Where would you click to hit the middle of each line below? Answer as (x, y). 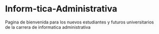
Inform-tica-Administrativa (61, 9)
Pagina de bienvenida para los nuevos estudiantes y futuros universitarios (79, 22)
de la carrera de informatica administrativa (48, 27)
